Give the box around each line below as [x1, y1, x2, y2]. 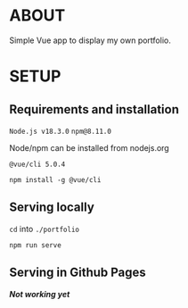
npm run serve [9, 240, 62, 250]
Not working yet [9, 288, 70, 299]
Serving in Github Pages [9, 265, 147, 280]
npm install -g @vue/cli [9, 175, 102, 184]
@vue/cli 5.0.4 [9, 160, 66, 169]
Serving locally [9, 200, 95, 215]
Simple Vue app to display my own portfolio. [9, 35, 171, 46]
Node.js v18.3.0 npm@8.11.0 [9, 127, 111, 136]
